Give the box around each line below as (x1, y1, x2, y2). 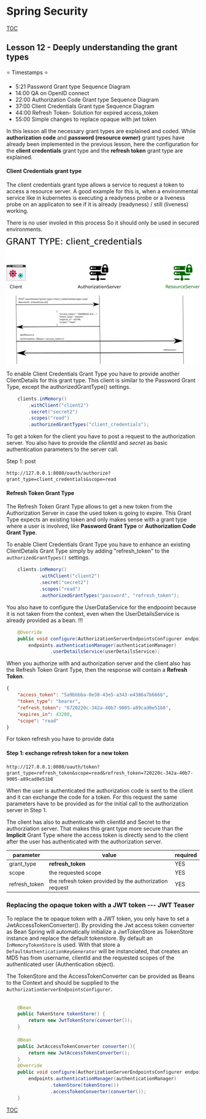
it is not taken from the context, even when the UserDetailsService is (6, 610, 180, 617)
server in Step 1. (6, 806, 47, 813)
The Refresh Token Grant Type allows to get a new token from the (6, 503, 173, 510)
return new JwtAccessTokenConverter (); (28, 1050, 131, 1056)
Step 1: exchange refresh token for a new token (6, 750, 129, 757)
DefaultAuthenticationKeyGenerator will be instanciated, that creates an (6, 947, 188, 955)
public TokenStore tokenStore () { (17, 1011, 105, 1017)
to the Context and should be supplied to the (6, 979, 119, 986)
